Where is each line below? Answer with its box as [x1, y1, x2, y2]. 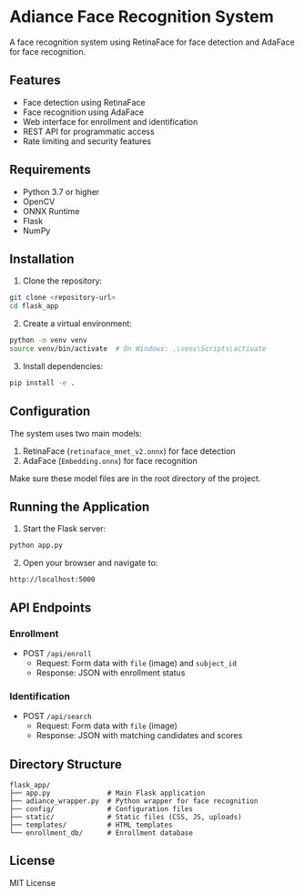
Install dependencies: [22, 360, 104, 371]
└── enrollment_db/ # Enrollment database [9, 829, 194, 838]
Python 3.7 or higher [22, 186, 100, 197]
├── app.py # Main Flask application [9, 788, 206, 798]
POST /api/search [22, 711, 93, 722]
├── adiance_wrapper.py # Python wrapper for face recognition [9, 797, 258, 806]
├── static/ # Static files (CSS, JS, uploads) [9, 813, 243, 822]
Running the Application [9, 499, 150, 514]
